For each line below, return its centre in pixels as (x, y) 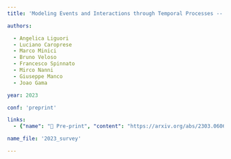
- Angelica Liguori (41, 38)
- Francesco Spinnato (44, 64)
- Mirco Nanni (33, 70)
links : (16, 120)
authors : (20, 26)
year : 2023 (23, 95)
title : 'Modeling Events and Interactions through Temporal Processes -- (115, 13)
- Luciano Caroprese (43, 45)
